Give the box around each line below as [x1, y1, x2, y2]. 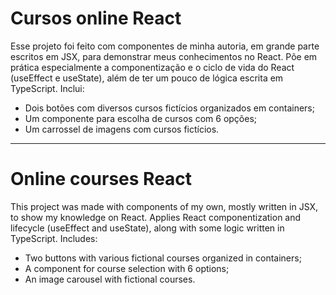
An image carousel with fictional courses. [24, 273, 196, 285]
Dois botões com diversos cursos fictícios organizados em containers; [24, 102, 315, 114]
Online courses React [10, 168, 193, 191]
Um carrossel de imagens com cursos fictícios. [24, 123, 220, 135]
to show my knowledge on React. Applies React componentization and [10, 211, 302, 223]
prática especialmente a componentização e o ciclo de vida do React [10, 61, 295, 73]
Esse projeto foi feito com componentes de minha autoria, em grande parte [10, 40, 320, 52]
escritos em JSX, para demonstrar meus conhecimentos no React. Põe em [10, 50, 318, 62]
